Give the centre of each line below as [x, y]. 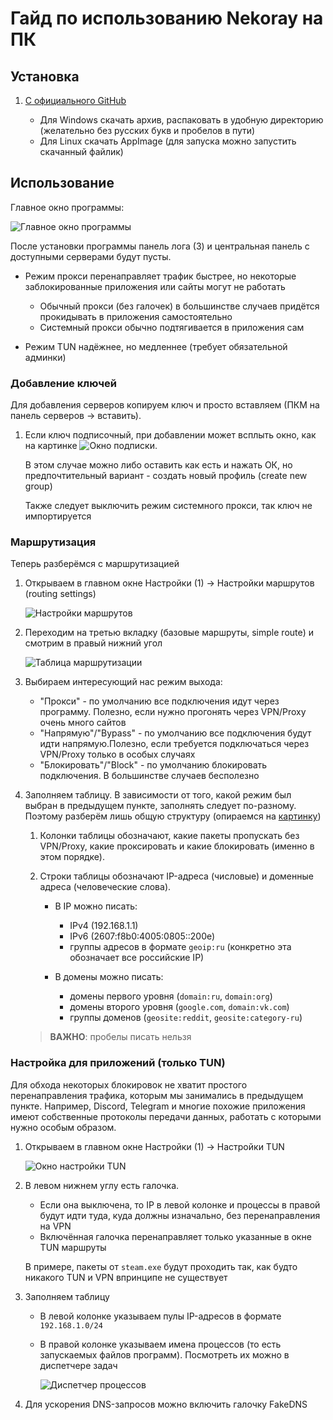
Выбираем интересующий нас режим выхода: [123, 682]
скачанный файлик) [81, 151]
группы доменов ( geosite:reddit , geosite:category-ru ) [186, 1018]
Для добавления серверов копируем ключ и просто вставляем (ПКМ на [165, 405]
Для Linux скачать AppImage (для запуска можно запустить [168, 141]
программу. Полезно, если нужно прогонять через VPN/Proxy [173, 712]
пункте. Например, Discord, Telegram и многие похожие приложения [158, 1106]
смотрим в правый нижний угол [93, 643]
